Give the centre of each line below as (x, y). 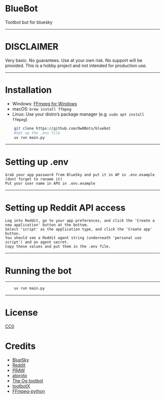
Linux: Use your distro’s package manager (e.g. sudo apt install (78, 114)
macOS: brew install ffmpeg (42, 109)
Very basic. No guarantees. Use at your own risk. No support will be (74, 60)
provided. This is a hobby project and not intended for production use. (76, 65)
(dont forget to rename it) (34, 179)
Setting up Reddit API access (65, 208)
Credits (20, 346)
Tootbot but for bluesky (29, 22)
